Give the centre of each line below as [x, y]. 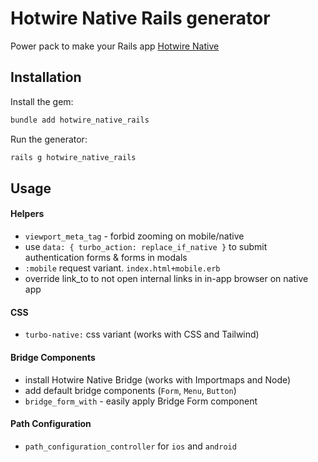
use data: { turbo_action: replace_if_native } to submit [146, 247]
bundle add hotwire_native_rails [80, 120]
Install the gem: [42, 101]
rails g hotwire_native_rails [73, 157]
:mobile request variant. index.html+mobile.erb [122, 268]
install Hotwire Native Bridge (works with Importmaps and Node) [158, 379]
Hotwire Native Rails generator [140, 18]
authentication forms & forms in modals [106, 258]
